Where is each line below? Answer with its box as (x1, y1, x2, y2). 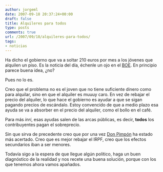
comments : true (5, 30, 36, 35)
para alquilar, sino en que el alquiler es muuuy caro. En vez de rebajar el (5, 91, 150, 97)
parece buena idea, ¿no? (5, 67, 55, 73)
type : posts (5, 25, 29, 30)
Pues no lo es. (5, 77, 34, 83)
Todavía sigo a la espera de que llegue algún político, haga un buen (5, 151, 141, 157)
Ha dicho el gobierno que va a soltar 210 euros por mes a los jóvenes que (5, 57, 153, 63)
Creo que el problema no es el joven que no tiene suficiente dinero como (5, 86, 151, 92)
